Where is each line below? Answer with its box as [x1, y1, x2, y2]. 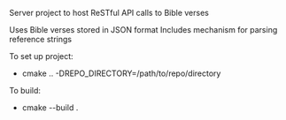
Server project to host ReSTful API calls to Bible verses [9, 8, 210, 18]
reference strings [9, 34, 73, 44]
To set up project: [9, 51, 73, 61]
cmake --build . [21, 102, 79, 113]
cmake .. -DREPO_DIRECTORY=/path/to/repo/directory [21, 68, 221, 79]
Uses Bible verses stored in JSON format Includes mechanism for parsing [9, 25, 278, 34]
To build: [9, 86, 42, 95]
